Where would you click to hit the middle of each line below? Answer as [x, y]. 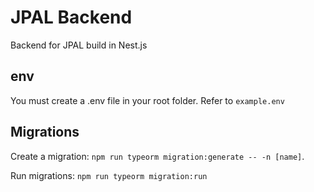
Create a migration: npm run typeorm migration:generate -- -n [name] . [157, 156]
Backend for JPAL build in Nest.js [79, 45]
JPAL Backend [71, 17]
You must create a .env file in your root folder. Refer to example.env [147, 100]
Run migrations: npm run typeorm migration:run [109, 175]
